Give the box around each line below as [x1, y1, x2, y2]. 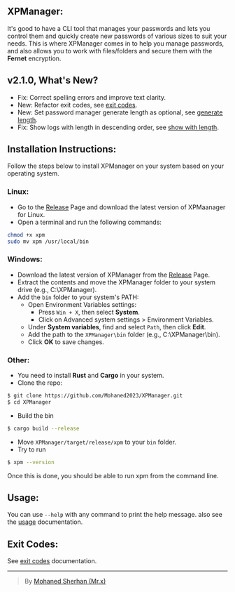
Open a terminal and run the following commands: [17, 218, 162, 226]
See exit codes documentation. [7, 557, 97, 565]
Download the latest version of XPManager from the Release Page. [17, 270, 211, 279]
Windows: [7, 254, 43, 264]
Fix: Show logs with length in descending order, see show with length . [17, 123, 219, 131]
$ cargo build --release [7, 425, 80, 432]
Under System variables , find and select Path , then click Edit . [27, 322, 206, 331]
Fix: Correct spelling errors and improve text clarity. [17, 93, 166, 101]
